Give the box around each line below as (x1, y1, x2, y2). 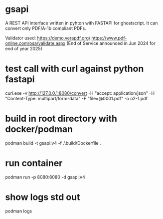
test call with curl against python (5, 63, 144, 74)
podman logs (5, 208, 32, 214)
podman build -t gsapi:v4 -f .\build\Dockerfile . (5, 140, 101, 146)
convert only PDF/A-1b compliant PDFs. (5, 25, 86, 31)
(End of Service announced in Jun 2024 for (66, 40, 156, 46)
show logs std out (5, 191, 80, 203)
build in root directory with (5, 113, 117, 124)
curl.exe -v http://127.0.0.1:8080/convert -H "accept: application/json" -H (5, 90, 155, 96)
